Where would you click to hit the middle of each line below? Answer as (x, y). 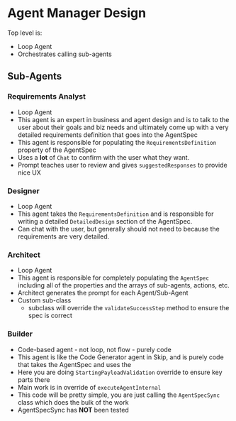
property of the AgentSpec (57, 150)
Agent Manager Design (77, 13)
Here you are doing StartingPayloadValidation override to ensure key (120, 372)
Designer (24, 191)
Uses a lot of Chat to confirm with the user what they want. (103, 157)
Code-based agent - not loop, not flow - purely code (95, 349)
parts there (34, 379)
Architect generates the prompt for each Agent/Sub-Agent (103, 293)
